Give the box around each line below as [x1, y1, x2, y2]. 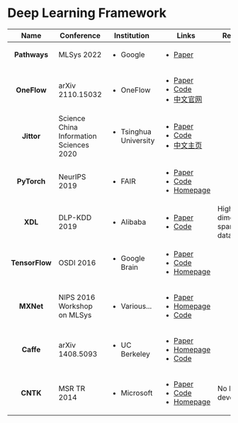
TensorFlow [11, 257, 52, 267]
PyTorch [16, 176, 46, 186]
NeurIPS [58, 171, 86, 181]
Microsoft [120, 388, 153, 397]
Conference [59, 30, 101, 40]
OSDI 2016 [58, 257, 96, 267]
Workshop [58, 301, 93, 311]
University [120, 135, 155, 145]
